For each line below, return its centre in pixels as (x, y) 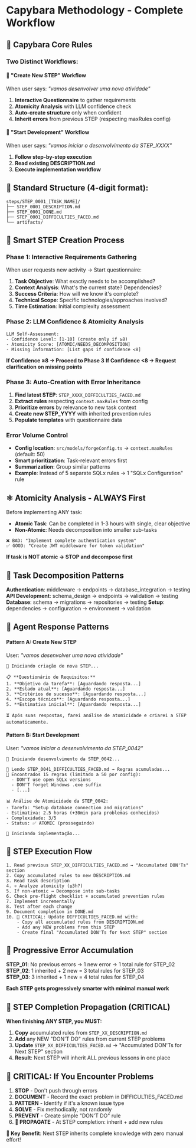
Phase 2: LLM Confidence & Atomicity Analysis (75, 322)
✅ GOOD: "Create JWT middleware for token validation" (76, 546)
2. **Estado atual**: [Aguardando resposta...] (66, 689)
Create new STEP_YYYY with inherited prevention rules (83, 413)
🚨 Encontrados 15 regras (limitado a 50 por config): (74, 774)
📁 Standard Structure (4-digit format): (77, 188)
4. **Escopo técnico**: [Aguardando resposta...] (68, 699)
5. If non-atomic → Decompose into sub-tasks (63, 891)
